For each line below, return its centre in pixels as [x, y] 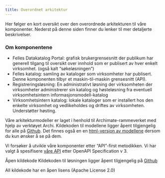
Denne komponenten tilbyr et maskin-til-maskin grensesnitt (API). [79, 79]
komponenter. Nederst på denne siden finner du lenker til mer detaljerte [79, 29]
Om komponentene [29, 47]
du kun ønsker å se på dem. [34, 136]
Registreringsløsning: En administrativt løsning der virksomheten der [82, 84]
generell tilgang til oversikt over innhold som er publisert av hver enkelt [85, 63]
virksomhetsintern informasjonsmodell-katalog [60, 95]
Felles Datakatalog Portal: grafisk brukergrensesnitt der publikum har [83, 58]
